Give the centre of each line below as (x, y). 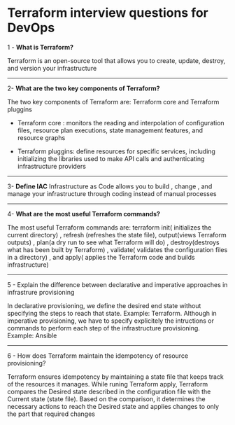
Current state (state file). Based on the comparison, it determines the (106, 399)
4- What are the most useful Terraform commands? (84, 214)
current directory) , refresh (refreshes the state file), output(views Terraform (117, 235)
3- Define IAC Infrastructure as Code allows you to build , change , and (110, 186)
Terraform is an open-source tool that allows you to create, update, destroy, (116, 60)
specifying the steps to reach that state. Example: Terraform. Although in (112, 313)
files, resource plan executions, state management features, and (110, 130)
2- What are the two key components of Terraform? (84, 88)
